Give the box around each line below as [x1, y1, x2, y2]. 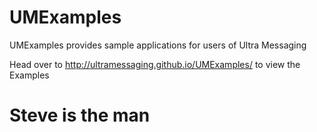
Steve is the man [9, 104, 151, 127]
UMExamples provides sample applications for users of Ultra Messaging [9, 39, 307, 51]
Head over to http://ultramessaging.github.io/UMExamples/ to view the [9, 58, 301, 70]
